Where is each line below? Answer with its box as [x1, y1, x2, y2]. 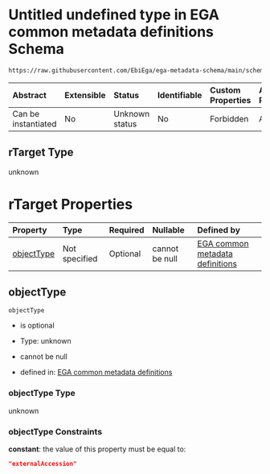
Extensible [63, 89, 106, 101]
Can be [12, 108, 40, 119]
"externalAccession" [8, 460, 78, 468]
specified [62, 253, 98, 264]
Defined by [197, 224, 241, 235]
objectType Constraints [8, 426, 103, 437]
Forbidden [210, 113, 249, 124]
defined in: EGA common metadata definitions [19, 368, 173, 377]
